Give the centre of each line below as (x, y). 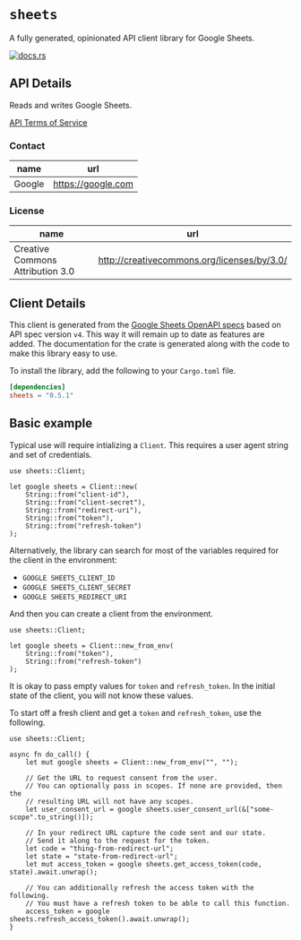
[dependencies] (38, 387)
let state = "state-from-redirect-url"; (102, 856)
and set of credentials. (51, 454)
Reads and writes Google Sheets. (71, 105)
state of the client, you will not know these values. (102, 695)
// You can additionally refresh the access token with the (140, 888)
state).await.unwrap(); (54, 872)
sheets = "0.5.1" (42, 396)
